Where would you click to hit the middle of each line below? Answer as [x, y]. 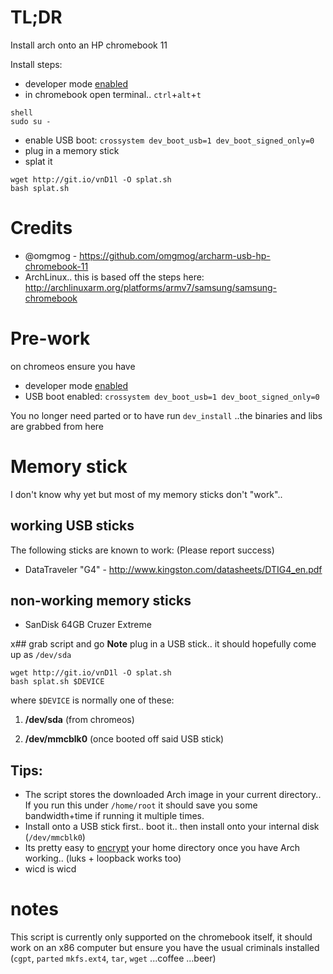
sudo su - [31, 121]
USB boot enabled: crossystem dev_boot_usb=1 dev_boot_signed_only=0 [172, 396]
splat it [38, 161]
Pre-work [50, 338]
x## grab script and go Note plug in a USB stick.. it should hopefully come [163, 644]
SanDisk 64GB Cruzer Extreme [88, 625]
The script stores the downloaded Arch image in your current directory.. [173, 795]
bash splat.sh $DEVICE [57, 682]
